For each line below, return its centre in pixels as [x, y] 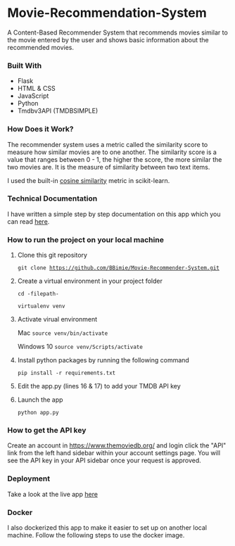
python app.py [38, 413]
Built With [25, 65]
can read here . [28, 221]
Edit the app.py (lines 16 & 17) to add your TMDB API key [99, 386]
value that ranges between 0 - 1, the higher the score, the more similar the [115, 159]
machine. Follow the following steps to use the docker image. [96, 535]
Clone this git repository [52, 255]
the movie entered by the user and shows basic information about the [108, 39]
